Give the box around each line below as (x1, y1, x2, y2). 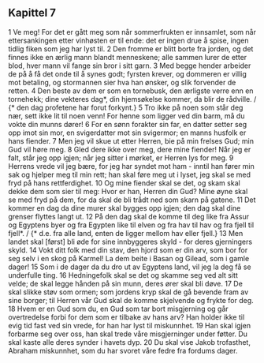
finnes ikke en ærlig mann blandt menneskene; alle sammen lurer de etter (8, 52, 247, 62)
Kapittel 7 (8, 6, 57, 20)
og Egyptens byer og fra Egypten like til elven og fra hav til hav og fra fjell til (8, 220, 255, 230)
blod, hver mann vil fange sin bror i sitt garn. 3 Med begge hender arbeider (8, 61, 251, 70)
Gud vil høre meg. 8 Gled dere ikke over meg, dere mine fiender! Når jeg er (8, 144, 251, 154)
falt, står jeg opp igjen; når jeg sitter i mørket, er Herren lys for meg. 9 (8, 153, 234, 163)
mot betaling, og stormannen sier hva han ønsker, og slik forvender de (8, 77, 236, 87)
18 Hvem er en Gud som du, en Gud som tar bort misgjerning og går (8, 304, 229, 313)
